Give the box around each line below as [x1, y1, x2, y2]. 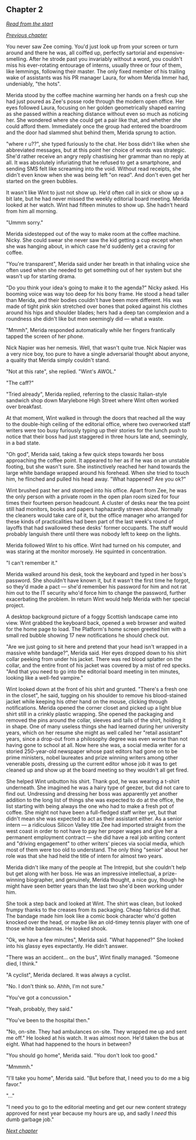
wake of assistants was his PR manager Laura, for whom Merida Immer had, [6, 74, 190, 81]
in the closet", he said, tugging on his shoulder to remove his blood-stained [6, 691, 187, 699]
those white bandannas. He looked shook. [6, 925, 108, 932]
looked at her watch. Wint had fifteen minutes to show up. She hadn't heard [6, 201, 188, 208]
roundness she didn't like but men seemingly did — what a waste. [6, 315, 165, 322]
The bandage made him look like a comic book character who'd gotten [6, 912, 177, 919]
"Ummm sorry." [6, 219, 44, 226]
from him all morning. [6, 207, 57, 214]
